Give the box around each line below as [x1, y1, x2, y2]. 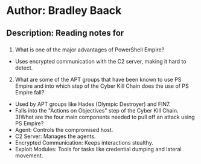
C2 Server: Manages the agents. [14, 133, 96, 140]
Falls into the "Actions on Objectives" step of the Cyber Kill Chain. [14, 107, 179, 114]
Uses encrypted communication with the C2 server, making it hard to [14, 57, 187, 65]
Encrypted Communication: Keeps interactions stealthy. [14, 139, 154, 146]
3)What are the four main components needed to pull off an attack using [14, 113, 195, 120]
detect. [14, 64, 33, 71]
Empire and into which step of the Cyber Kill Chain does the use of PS [14, 82, 189, 90]
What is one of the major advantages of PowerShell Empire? [14, 46, 165, 53]
